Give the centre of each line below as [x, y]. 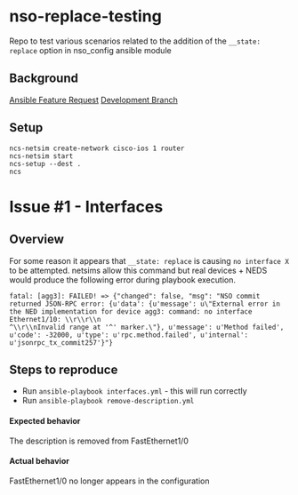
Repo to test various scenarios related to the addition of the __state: [135, 41]
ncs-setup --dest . [45, 164]
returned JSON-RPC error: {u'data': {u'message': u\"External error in [145, 304]
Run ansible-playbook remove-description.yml [108, 401]
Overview [37, 240]
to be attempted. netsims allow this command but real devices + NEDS [138, 270]
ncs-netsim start [41, 156]
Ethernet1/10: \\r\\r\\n [55, 319]
